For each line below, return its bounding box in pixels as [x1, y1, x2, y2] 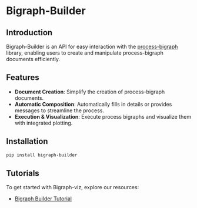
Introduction [6, 28, 53, 38]
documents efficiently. [6, 56, 61, 62]
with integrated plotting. [14, 119, 73, 126]
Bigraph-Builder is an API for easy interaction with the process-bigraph [6, 43, 178, 50]
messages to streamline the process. [14, 107, 105, 114]
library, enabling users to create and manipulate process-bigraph [6, 49, 163, 56]
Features [6, 72, 39, 83]
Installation [6, 136, 48, 146]
